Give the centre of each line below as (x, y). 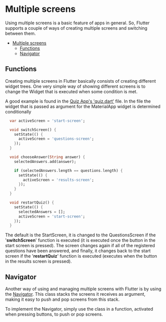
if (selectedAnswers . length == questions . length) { (68, 170)
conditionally (18, 111)
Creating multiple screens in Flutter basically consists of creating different (81, 81)
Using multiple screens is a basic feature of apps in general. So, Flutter (78, 23)
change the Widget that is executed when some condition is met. (71, 91)
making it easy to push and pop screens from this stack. (62, 299)
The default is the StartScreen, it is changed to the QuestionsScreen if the (81, 235)
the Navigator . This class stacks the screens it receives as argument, (75, 294)
